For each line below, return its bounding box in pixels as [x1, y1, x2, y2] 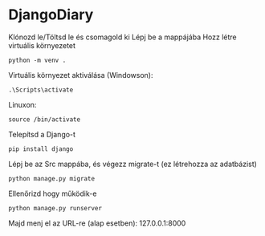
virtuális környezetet [8, 40, 76, 50]
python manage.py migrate [8, 174, 95, 182]
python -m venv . [8, 56, 67, 64]
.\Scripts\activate [8, 86, 74, 94]
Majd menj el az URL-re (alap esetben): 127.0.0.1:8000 [8, 218, 186, 228]
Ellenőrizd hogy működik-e [8, 189, 97, 198]
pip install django [8, 144, 74, 153]
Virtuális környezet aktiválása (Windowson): [8, 70, 153, 79]
